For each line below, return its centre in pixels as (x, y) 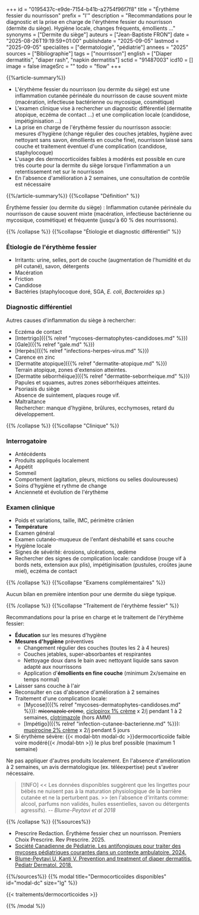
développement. (35, 414)
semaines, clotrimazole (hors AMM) (67, 718)
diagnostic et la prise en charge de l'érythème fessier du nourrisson (89, 22)
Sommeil (26, 473)
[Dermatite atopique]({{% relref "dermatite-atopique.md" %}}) (91, 363)
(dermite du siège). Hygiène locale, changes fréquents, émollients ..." (91, 28)
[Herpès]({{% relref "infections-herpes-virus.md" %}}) (82, 351)
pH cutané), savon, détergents (52, 266)
